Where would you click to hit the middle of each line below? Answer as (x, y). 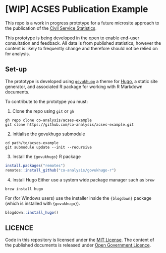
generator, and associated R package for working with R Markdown (74, 86)
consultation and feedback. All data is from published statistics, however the (83, 43)
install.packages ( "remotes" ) (35, 166)
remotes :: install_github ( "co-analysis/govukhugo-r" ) (61, 170)
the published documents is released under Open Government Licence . (78, 245)
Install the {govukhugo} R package (46, 156)
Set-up (16, 69)
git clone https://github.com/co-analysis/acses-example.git (70, 125)
